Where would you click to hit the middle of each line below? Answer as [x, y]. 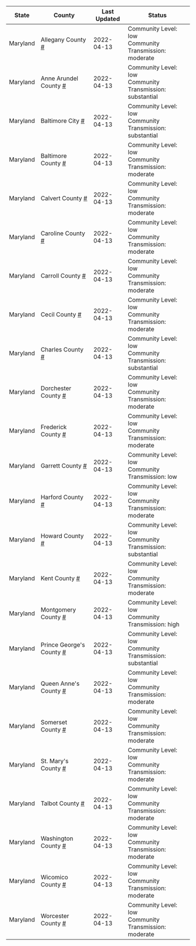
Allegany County [63, 39]
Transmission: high [154, 624]
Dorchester [56, 388]
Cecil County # [61, 314]
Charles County [62, 349]
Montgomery [58, 610]
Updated [108, 19]
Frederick [54, 427]
